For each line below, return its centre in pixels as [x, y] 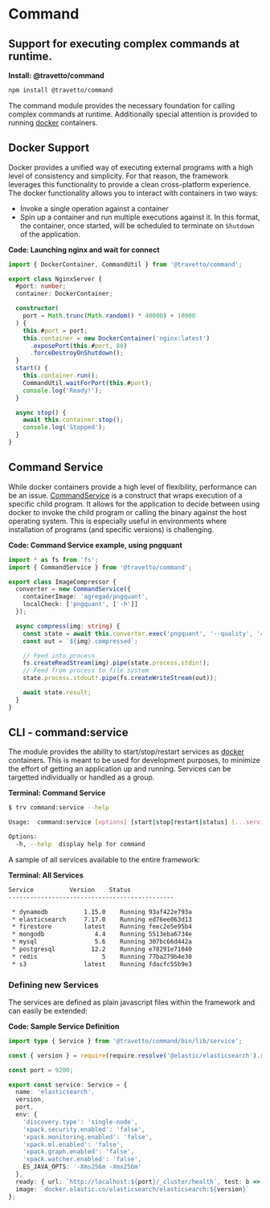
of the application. [50, 234]
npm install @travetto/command [61, 90]
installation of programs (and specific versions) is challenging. [111, 529]
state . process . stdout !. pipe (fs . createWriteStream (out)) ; [120, 678]
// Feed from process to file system [86, 671]
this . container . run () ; [61, 376]
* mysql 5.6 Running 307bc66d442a [102, 942]
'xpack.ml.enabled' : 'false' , [74, 1145]
